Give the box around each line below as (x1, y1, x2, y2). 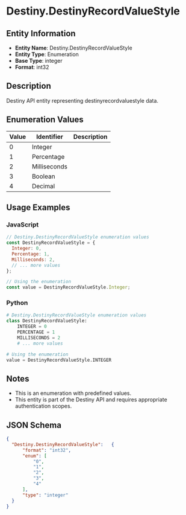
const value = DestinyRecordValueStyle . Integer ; (6, 284, 131, 290)
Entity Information (6, 28, 76, 39)
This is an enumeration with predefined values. (14, 389, 132, 397)
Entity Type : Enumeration (14, 51, 79, 58)
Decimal (32, 182, 55, 190)
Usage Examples (6, 202, 70, 213)
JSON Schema (6, 420, 62, 430)
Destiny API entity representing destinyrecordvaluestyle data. (6, 97, 158, 104)
